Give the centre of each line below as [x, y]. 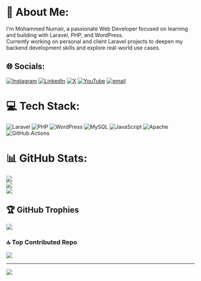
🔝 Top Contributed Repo [42, 242]
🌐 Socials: [26, 67]
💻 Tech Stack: [43, 106]
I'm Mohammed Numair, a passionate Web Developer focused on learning [97, 29]
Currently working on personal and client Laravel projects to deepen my [95, 41]
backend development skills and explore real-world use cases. [83, 48]
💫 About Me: [38, 12]
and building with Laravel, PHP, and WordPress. [65, 35]
